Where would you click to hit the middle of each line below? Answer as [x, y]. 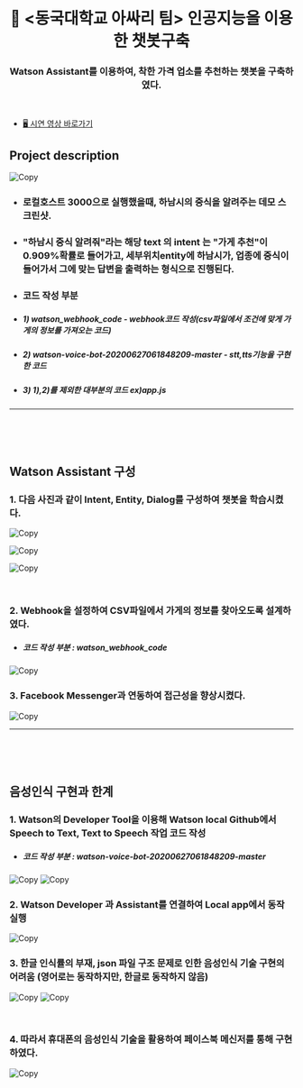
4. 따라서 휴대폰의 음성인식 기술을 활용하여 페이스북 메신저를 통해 [141, 1039]
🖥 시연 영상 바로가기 [57, 123]
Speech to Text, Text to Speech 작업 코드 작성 [108, 833]
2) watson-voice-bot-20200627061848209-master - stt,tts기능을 [148, 355]
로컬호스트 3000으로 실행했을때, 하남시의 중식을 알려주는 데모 [149, 202]
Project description [64, 155]
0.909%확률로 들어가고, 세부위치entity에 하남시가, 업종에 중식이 [156, 256]
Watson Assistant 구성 [73, 472]
